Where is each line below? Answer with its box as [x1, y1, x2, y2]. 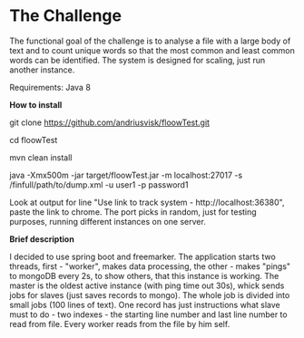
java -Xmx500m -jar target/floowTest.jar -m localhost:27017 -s [9, 169, 243, 180]
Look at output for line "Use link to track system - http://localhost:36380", [9, 197, 285, 208]
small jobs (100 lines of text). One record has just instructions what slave [9, 299, 280, 310]
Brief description [9, 233, 74, 245]
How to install [9, 99, 63, 110]
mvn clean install [9, 151, 73, 163]
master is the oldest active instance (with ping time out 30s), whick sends [9, 280, 285, 291]
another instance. [9, 64, 75, 75]
